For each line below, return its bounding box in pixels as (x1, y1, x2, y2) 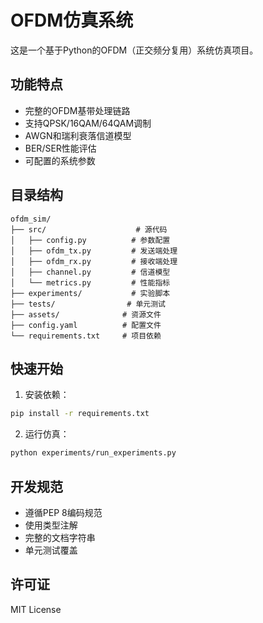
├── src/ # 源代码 (10, 224, 168, 235)
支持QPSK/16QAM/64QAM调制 (24, 117, 152, 129)
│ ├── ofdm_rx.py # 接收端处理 (10, 256, 178, 266)
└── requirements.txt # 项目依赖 (10, 331, 162, 341)
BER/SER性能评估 (24, 142, 97, 154)
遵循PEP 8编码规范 (24, 506, 103, 518)
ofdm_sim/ (10, 214, 52, 224)
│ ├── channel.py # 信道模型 (10, 267, 171, 277)
